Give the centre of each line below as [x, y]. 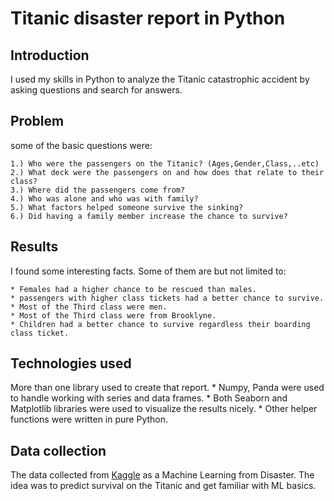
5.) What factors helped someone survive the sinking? [127, 207]
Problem [37, 121]
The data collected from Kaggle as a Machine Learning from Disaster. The [162, 475]
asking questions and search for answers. [96, 90]
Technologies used [71, 363]
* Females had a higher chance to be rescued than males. [133, 289]
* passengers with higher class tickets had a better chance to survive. [167, 298]
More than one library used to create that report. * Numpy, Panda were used [167, 388]
